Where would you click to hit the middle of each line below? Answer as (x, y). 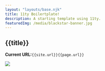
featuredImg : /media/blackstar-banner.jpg (49, 23)
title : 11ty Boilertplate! (32, 14)
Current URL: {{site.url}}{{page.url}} (44, 54)
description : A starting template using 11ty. (53, 18)
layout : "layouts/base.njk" (34, 9)
